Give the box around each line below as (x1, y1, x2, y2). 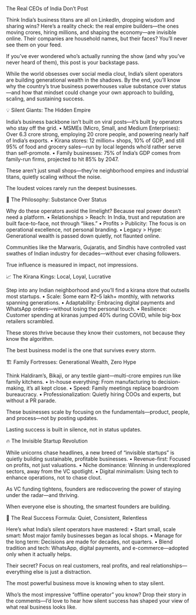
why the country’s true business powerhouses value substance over (6, 83, 171, 90)
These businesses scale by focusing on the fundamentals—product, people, (6, 408, 190, 415)
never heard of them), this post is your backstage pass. (6, 59, 139, 66)
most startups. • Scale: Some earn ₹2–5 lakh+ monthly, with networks (6, 293, 174, 300)
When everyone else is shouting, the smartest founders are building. (6, 503, 171, 510)
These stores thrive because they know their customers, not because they (6, 329, 185, 336)
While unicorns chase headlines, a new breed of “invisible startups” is (6, 449, 174, 456)
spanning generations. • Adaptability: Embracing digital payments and (6, 299, 176, 306)
